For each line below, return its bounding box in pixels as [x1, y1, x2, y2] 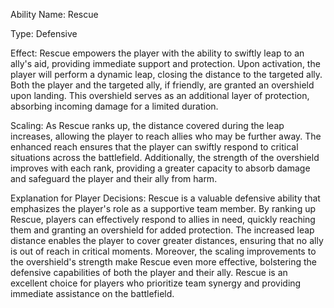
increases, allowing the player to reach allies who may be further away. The [10, 130, 322, 142]
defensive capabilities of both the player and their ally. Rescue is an [10, 267, 288, 278]
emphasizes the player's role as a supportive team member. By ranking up [10, 203, 317, 214]
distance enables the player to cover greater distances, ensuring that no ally [10, 235, 324, 246]
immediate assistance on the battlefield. [10, 288, 175, 299]
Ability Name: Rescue [10, 9, 99, 20]
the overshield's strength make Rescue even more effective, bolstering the [10, 256, 318, 268]
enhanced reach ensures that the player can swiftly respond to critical [10, 141, 299, 153]
